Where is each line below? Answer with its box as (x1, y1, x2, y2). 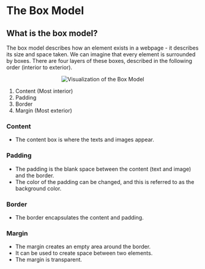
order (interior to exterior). (6, 64, 72, 71)
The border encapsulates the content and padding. (15, 213, 144, 221)
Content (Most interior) (15, 87, 73, 95)
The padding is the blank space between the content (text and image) (15, 165, 192, 172)
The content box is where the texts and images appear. (15, 136, 155, 144)
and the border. (15, 172, 54, 179)
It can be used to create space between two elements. (15, 249, 153, 257)
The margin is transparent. (15, 256, 83, 263)
